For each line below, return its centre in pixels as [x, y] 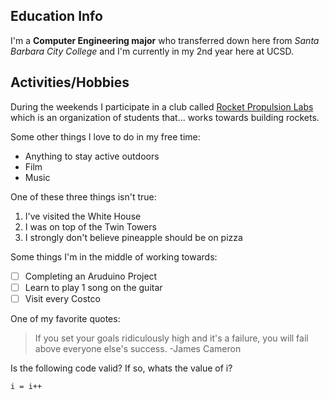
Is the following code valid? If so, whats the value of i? [121, 368]
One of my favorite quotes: [65, 318]
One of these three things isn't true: [83, 196]
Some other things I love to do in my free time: [105, 136]
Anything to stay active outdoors [92, 156]
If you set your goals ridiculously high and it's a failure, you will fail [171, 338]
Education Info [56, 16]
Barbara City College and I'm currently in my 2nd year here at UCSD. [152, 51]
